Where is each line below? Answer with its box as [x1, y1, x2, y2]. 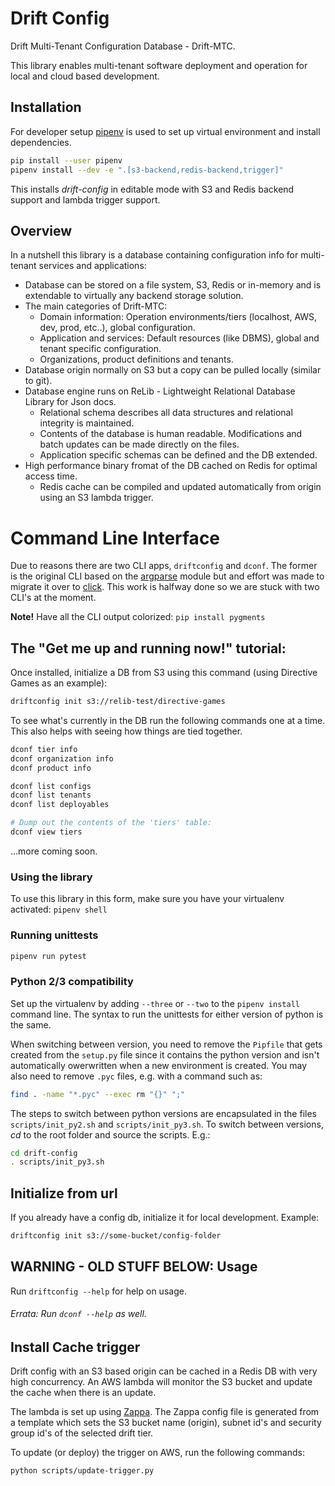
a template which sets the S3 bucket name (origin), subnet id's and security [10, 1417, 322, 1429]
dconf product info [10, 763, 92, 773]
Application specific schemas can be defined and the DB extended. [39, 449, 318, 461]
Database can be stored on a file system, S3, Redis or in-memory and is [24, 279, 322, 291]
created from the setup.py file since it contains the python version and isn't [10, 1048, 320, 1061]
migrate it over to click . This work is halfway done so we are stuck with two [10, 581, 320, 593]
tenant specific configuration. [39, 343, 162, 355]
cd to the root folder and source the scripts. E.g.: [10, 1128, 211, 1141]
